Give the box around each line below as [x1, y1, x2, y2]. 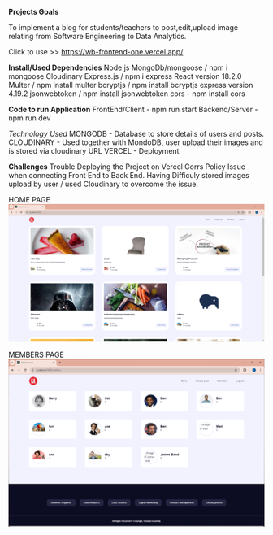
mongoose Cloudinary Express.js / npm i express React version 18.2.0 [8, 72, 242, 80]
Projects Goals [8, 7, 59, 16]
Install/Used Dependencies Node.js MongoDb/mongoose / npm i [8, 63, 228, 72]
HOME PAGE [8, 195, 51, 204]
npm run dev [8, 113, 51, 123]
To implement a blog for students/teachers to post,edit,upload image [8, 23, 238, 32]
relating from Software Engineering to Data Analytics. [8, 32, 187, 41]
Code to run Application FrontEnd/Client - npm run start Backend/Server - [8, 105, 258, 114]
